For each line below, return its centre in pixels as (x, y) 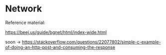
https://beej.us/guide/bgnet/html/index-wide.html (56, 32)
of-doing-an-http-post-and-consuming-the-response (60, 47)
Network (24, 9)
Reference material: (25, 22)
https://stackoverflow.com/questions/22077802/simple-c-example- (91, 42)
